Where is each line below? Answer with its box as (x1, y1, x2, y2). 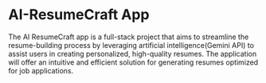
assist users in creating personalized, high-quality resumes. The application (8, 49, 257, 58)
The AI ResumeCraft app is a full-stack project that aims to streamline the (8, 32, 249, 41)
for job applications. (8, 65, 74, 75)
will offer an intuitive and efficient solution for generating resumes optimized (8, 57, 259, 67)
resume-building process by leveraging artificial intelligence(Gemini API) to (8, 40, 255, 49)
